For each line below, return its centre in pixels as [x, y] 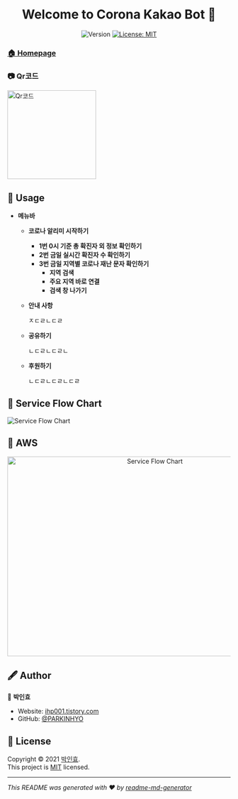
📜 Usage [26, 198]
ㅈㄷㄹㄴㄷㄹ [45, 320]
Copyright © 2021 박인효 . [44, 759]
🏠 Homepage [32, 53]
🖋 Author [29, 675]
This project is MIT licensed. [49, 767]
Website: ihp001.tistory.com [58, 711]
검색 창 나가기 [68, 290]
